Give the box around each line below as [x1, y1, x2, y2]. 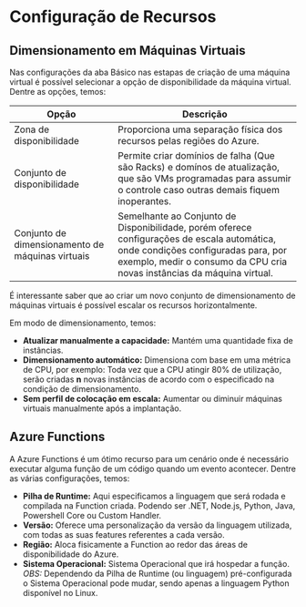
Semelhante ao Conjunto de [117, 210, 237, 222]
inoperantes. [117, 195, 171, 207]
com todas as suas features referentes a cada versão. [22, 529, 225, 540]
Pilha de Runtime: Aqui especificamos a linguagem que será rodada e [22, 490, 286, 501]
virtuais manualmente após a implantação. [22, 403, 182, 414]
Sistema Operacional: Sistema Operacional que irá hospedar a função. [22, 558, 290, 569]
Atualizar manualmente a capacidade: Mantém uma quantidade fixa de [22, 335, 293, 345]
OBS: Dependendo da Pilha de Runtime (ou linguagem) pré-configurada [22, 568, 292, 579]
